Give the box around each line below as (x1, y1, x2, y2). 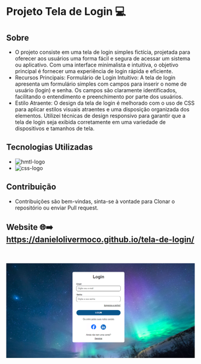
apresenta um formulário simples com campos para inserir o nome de (14, 80, 187, 87)
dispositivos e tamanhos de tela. (14, 125, 95, 132)
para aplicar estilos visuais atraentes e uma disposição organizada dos (14, 106, 190, 113)
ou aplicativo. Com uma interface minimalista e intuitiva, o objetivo (14, 61, 178, 68)
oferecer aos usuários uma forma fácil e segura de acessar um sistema (14, 55, 190, 62)
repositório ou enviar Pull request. (14, 204, 99, 211)
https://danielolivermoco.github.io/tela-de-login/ (6, 235, 194, 245)
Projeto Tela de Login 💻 (6, 5, 126, 19)
